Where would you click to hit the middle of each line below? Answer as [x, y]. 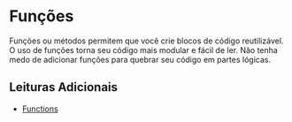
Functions [40, 109]
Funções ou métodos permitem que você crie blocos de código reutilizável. [146, 41]
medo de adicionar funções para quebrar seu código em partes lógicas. [140, 59]
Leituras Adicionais [63, 87]
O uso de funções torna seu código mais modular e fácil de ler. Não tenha [144, 50]
